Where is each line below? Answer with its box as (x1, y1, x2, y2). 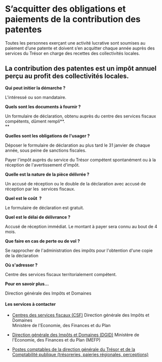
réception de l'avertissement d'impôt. (5, 162, 80, 168)
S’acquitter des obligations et (5, 3, 126, 15)
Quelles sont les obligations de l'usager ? (5, 132, 90, 139)
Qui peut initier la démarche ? (5, 85, 65, 91)
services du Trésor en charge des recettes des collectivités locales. (5, 50, 140, 56)
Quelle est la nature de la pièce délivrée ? (5, 171, 90, 177)
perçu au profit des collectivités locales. (5, 72, 130, 81)
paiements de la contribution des (5, 14, 141, 25)
